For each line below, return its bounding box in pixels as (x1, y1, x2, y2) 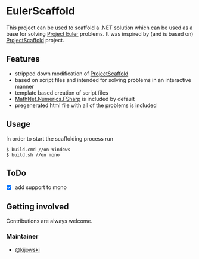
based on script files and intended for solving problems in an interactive (14, 76, 192, 83)
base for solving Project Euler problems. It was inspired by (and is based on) (6, 30, 194, 37)
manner (14, 83, 34, 90)
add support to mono (14, 184, 67, 191)
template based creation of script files (14, 89, 108, 96)
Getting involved (6, 202, 69, 212)
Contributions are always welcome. (6, 217, 93, 225)
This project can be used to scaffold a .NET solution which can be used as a (6, 24, 193, 31)
